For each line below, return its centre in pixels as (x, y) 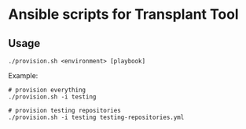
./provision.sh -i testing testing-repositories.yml (96, 117)
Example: (23, 75)
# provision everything (47, 90)
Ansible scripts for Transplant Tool (123, 14)
